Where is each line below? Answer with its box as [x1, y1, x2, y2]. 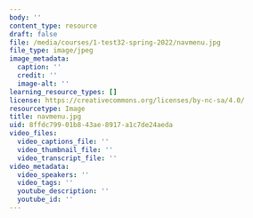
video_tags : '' [17, 179, 74, 188]
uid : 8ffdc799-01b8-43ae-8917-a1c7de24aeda [9, 121, 174, 130]
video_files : [9, 129, 58, 138]
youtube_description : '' [17, 187, 110, 196]
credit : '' [17, 71, 58, 80]
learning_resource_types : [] [9, 87, 118, 96]
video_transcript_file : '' [17, 153, 118, 163]
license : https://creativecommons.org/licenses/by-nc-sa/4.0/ [9, 95, 245, 105]
